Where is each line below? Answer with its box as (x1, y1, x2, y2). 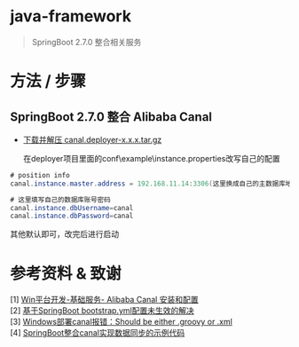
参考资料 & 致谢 (10, 264, 122, 283)
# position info (10, 170, 70, 179)
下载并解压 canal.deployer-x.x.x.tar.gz (22, 134, 162, 145)
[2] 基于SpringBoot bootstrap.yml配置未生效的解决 (10, 305, 194, 316)
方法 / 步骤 (10, 71, 87, 91)
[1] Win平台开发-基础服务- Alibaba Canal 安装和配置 (10, 295, 199, 305)
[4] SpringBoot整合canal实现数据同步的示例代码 (10, 327, 185, 338)
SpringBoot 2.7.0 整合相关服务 (31, 36, 142, 47)
